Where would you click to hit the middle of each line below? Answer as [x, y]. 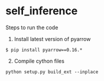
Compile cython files [39, 61]
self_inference [42, 11]
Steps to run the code [32, 27]
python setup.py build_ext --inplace [52, 72]
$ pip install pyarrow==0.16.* [44, 50]
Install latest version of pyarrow [52, 39]
